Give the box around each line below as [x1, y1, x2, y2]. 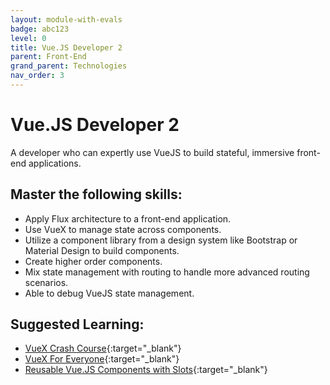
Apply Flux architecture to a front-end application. [24, 212, 232, 225]
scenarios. [24, 276, 69, 288]
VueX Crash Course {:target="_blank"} [24, 342, 182, 355]
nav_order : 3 [10, 71, 65, 81]
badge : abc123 [10, 24, 70, 34]
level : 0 [10, 33, 47, 43]
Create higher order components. [24, 255, 163, 267]
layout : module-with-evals [10, 14, 123, 25]
